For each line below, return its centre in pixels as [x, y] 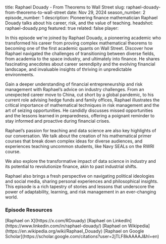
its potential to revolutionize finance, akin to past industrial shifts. [71, 166]
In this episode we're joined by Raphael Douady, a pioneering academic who [83, 38]
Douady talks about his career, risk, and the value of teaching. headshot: [79, 23]
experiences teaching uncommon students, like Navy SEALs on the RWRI [80, 146]
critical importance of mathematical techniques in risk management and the [82, 105]
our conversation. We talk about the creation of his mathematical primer [79, 136]
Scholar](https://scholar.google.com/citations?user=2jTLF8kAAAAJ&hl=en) [82, 237]
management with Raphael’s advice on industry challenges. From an [75, 89]
